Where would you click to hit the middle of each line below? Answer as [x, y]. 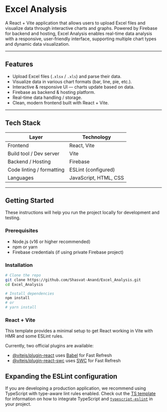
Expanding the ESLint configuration [61, 376]
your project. [18, 404]
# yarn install [21, 307]
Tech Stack [23, 123]
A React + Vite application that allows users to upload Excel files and [75, 23]
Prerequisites [22, 231]
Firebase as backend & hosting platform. [54, 92]
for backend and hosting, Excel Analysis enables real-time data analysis [79, 33]
